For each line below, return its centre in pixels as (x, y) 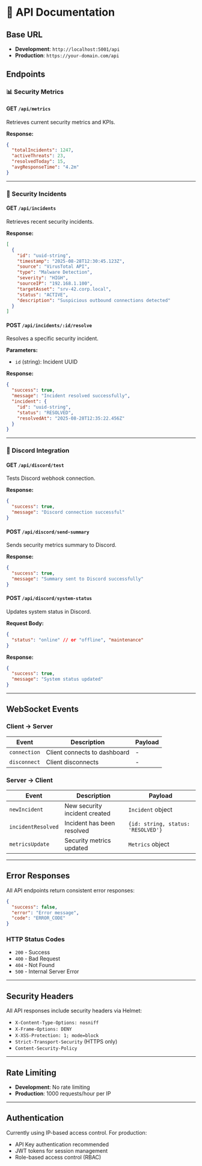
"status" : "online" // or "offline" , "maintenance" (78, 640)
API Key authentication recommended (62, 1144)
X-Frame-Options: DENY (43, 1029)
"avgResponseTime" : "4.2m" (45, 167)
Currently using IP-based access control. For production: (77, 1132)
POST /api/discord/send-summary (48, 531)
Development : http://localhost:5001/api (67, 49)
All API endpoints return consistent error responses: (71, 890)
